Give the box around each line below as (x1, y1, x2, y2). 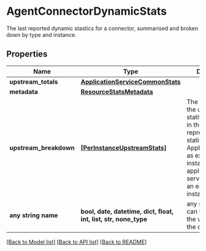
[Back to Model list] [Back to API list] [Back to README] (6, 238, 147, 245)
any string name (9, 210, 58, 219)
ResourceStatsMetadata (80, 87, 153, 96)
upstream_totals (9, 77, 58, 86)
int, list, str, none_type (80, 215, 148, 223)
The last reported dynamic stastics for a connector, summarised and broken (6, 25, 199, 32)
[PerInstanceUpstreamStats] (80, 143, 167, 152)
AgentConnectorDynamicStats (6, 4, 167, 18)
